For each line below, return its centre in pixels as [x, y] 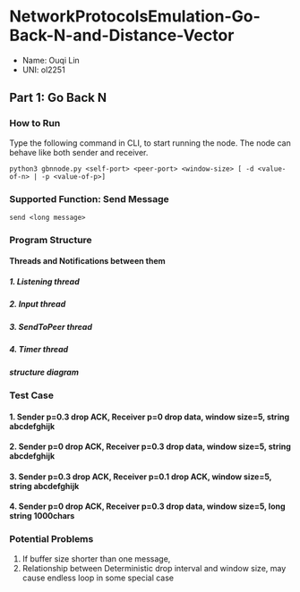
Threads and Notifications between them [87, 261]
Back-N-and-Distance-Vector [122, 35]
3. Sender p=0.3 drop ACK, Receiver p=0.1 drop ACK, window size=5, [141, 477]
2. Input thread [38, 304]
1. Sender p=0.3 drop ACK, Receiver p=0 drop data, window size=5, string [149, 417]
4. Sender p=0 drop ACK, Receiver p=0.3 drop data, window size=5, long [147, 506]
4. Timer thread [39, 350]
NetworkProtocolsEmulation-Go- [135, 17]
